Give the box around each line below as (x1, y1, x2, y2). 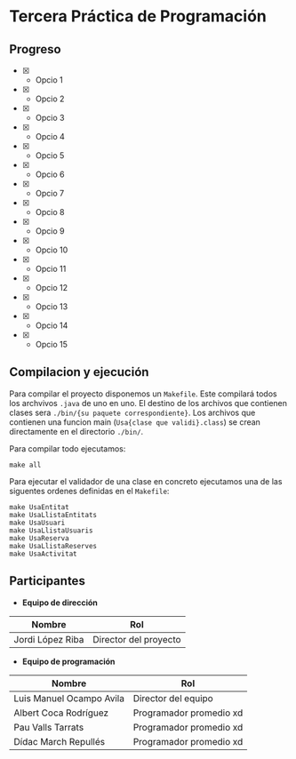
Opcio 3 (35, 113, 65, 123)
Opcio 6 (35, 169, 65, 180)
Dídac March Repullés (13, 735, 105, 747)
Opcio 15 (35, 340, 68, 349)
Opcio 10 (35, 244, 68, 255)
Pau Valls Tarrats (13, 721, 84, 733)
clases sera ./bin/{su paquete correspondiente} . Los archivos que (9, 407, 256, 418)
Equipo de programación (21, 656, 116, 667)
